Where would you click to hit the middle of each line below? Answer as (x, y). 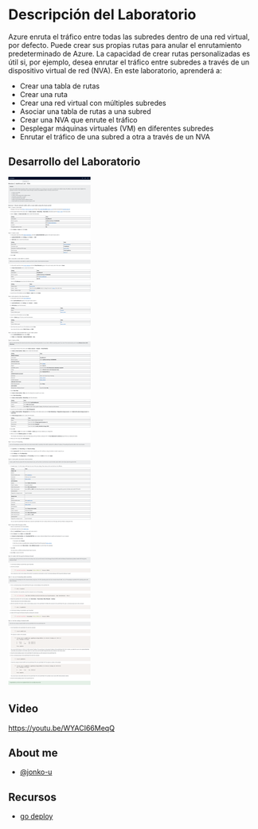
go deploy (36, 816)
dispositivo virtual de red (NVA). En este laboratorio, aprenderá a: (115, 70)
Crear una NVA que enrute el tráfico (78, 119)
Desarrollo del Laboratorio (74, 162)
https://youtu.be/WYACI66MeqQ (62, 728)
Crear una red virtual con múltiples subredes (93, 103)
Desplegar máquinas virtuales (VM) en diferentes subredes (117, 128)
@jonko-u (36, 772)
